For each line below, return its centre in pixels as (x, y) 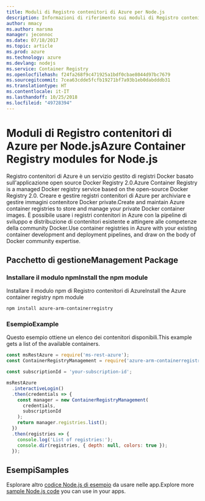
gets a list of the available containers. (53, 344)
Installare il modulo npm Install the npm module (77, 277)
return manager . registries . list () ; (63, 423)
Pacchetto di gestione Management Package (92, 260)
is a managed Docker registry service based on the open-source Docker (97, 189)
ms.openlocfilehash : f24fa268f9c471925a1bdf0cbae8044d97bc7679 (88, 75)
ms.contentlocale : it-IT (38, 92)
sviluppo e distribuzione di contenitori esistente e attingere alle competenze (102, 221)
